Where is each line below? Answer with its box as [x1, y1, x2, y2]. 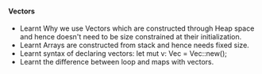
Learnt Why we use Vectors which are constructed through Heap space [19, 24, 255, 33]
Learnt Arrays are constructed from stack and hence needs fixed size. [19, 40, 250, 50]
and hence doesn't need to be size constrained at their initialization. [19, 32, 242, 42]
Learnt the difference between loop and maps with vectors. [19, 57, 214, 67]
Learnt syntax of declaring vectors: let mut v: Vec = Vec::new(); [19, 49, 228, 58]
